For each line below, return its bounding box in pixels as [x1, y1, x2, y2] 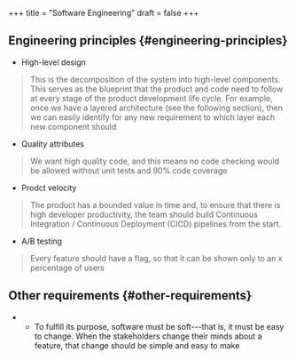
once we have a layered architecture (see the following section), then [29, 102, 283, 113]
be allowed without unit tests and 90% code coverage [29, 164, 228, 176]
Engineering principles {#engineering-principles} [8, 33, 288, 48]
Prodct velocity [20, 182, 77, 193]
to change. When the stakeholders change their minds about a [34, 331, 262, 341]
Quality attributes [20, 138, 85, 149]
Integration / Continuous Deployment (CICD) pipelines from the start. [29, 218, 282, 229]
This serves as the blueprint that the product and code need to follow [29, 84, 284, 94]
